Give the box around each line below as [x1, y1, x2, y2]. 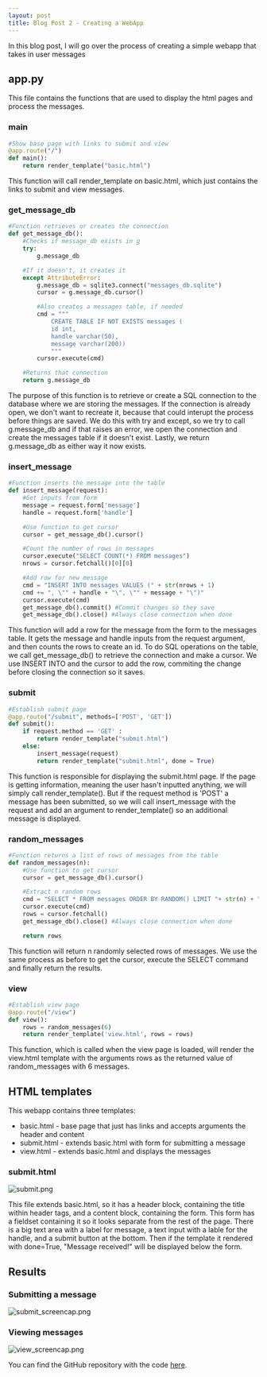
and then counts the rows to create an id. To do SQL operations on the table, [8, 642, 259, 652]
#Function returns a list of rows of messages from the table [8, 851, 219, 859]
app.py [8, 72, 44, 86]
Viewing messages [8, 1327, 83, 1338]
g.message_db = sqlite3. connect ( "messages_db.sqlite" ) [37, 281, 222, 289]
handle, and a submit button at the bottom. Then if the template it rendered [8, 1233, 253, 1244]
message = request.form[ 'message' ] [22, 501, 141, 509]
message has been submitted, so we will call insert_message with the [8, 796, 236, 806]
